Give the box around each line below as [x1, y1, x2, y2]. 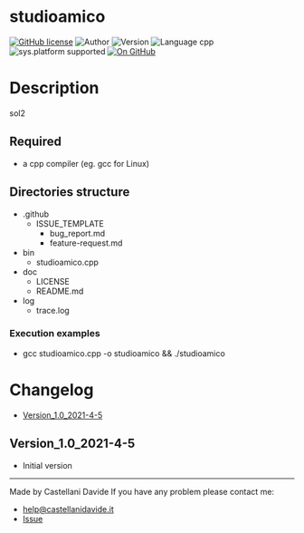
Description [9, 78, 100, 99]
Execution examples [9, 327, 101, 340]
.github [22, 208, 50, 219]
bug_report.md [49, 228, 106, 238]
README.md [35, 286, 84, 296]
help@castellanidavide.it [22, 503, 115, 514]
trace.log [35, 305, 70, 315]
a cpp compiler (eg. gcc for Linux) [22, 158, 150, 169]
